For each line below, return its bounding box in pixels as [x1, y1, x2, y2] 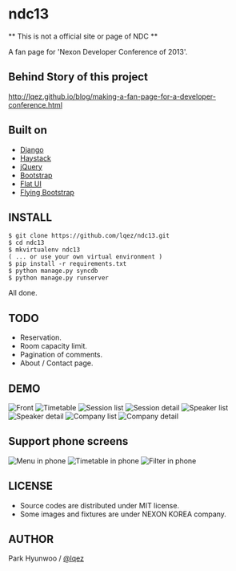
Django [19, 145, 44, 154]
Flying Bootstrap [19, 187, 74, 197]
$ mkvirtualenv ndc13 [8, 246, 81, 254]
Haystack [19, 153, 52, 163]
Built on [8, 124, 48, 137]
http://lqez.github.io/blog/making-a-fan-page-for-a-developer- [8, 92, 216, 101]
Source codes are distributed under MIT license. [19, 500, 180, 510]
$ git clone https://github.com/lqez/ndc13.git [8, 232, 170, 240]
